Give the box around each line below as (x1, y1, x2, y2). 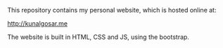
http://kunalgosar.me (7, 19, 68, 27)
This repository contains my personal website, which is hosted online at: (7, 6, 217, 14)
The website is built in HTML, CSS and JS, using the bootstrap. (7, 33, 190, 41)
